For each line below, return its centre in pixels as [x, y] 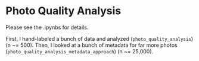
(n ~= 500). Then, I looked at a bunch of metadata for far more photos [91, 45]
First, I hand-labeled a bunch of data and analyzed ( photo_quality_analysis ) [99, 38]
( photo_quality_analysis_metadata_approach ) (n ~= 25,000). [80, 51]
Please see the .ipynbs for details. [47, 27]
